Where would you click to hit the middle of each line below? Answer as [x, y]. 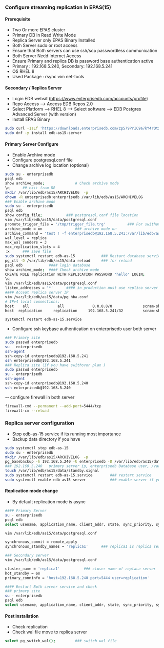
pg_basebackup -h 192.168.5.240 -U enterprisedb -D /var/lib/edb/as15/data [84, 462]
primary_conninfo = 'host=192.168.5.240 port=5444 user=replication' [77, 578]
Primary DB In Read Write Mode [44, 35]
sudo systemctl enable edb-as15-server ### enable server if [79, 480]
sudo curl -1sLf [21, 129]
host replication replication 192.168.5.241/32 [64, 311]
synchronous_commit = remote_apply [41, 542]
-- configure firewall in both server [40, 397]
